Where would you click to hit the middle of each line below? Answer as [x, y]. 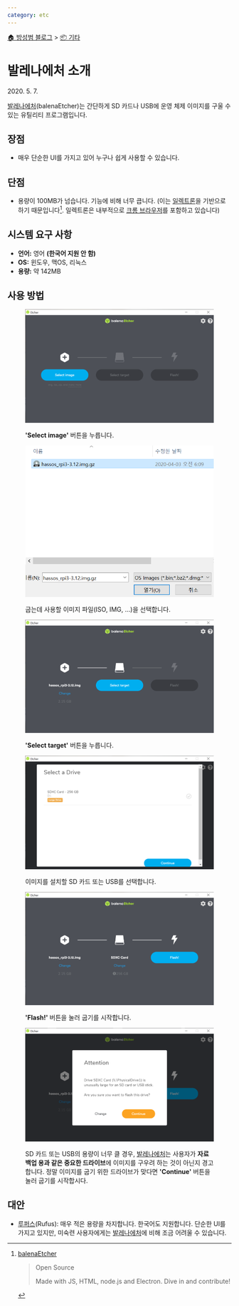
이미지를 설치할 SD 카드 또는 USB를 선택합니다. [91, 881]
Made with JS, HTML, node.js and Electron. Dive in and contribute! [133, 1281]
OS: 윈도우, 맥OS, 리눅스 [52, 262]
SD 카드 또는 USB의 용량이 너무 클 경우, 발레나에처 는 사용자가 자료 [117, 1153]
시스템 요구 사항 [40, 235]
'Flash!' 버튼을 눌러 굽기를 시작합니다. [78, 1018]
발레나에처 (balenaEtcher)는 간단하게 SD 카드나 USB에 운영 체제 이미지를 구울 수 [119, 106]
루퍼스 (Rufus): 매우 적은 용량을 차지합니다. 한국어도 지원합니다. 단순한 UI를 [122, 1223]
